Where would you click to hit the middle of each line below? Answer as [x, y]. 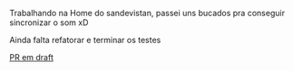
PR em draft [32, 57]
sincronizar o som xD [49, 22]
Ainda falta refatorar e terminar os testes [85, 40]
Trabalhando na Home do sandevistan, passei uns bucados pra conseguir [147, 13]
